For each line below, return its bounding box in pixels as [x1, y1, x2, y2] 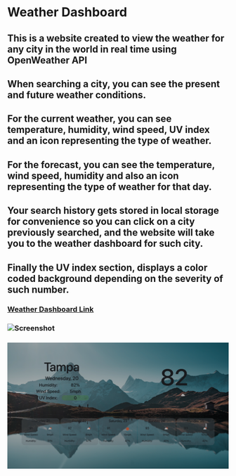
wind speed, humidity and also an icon [7, 169, 179, 181]
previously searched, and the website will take [7, 226, 215, 239]
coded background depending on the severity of [7, 272, 223, 285]
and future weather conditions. [7, 89, 146, 101]
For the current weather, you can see [7, 113, 172, 125]
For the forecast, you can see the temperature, [7, 159, 216, 171]
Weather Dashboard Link [7, 304, 94, 314]
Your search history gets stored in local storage [7, 205, 220, 217]
